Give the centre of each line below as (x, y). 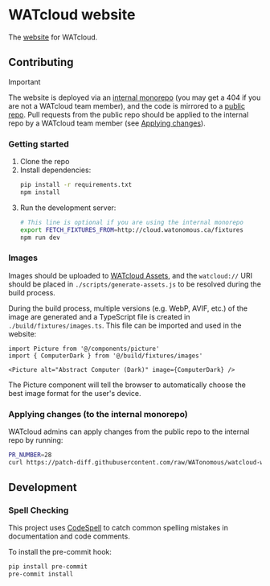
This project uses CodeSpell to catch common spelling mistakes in (119, 528)
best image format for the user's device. (75, 393)
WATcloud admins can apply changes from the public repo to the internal (129, 431)
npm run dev (40, 237)
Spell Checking (39, 510)
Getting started (39, 144)
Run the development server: (68, 208)
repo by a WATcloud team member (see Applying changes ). (107, 123)
